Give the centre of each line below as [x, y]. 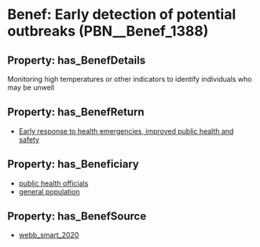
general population [49, 191]
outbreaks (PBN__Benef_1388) [108, 31]
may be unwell [31, 87]
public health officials [53, 183]
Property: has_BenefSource [77, 217]
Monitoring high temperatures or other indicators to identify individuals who [130, 79]
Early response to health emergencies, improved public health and [126, 131]
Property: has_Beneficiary [73, 164]
